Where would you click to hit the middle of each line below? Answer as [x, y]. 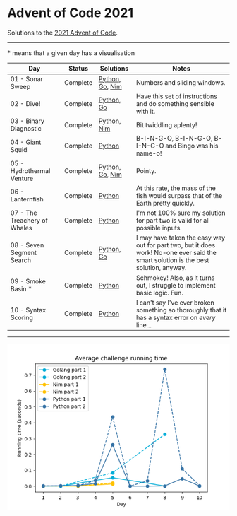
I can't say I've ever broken [176, 303]
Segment [24, 253]
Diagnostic [26, 129]
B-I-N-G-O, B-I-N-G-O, [175, 139]
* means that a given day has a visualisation [71, 53]
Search [21, 260]
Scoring [22, 317]
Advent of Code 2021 [71, 13]
